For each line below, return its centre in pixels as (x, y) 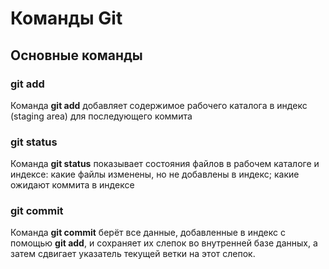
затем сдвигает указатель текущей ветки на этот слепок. (133, 254)
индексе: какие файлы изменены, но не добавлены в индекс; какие (155, 174)
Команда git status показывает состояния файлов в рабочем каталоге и (165, 164)
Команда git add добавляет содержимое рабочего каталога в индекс (159, 105)
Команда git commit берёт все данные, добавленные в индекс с (148, 233)
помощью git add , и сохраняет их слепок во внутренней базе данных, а (164, 243)
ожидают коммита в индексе (72, 185)
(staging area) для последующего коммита (101, 116)
